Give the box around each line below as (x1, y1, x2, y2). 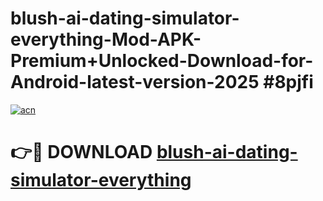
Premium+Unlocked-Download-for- (10, 50, 314, 72)
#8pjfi (263, 71, 314, 94)
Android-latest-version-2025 (10, 71, 260, 94)
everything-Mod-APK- (10, 28, 202, 51)
